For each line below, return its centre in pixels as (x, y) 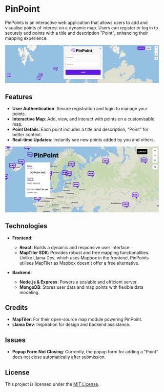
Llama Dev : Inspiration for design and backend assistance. (71, 324)
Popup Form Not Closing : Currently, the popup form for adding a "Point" (85, 352)
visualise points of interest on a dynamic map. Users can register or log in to (82, 27)
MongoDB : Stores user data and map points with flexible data (81, 287)
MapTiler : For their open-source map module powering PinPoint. (77, 320)
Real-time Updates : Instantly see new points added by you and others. (83, 140)
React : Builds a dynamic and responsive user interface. (75, 247)
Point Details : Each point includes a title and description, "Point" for (80, 129)
